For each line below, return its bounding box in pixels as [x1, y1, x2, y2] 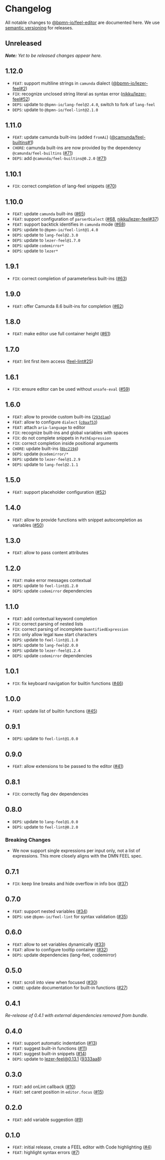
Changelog [5, 3, 52, 14]
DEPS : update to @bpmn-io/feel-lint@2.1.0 [12, 107, 98, 113]
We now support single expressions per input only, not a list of [12, 848, 141, 854]
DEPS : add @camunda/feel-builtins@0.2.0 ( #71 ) [12, 155, 107, 161]
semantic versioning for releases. [5, 24, 74, 30]
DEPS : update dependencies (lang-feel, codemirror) [12, 952, 117, 958]
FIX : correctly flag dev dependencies [12, 791, 88, 797]
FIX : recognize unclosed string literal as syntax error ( [12, 91, 123, 97]
